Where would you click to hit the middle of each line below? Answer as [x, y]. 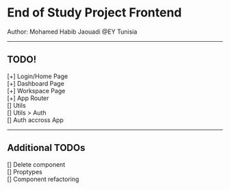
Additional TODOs [46, 148]
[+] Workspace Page [36, 91]
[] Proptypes [25, 171]
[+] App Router [28, 98]
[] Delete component [36, 164]
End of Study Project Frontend [94, 13]
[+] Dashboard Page [36, 83]
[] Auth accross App [35, 120]
